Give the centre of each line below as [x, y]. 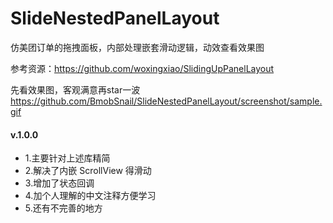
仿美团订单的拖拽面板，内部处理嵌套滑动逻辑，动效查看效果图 [137, 47]
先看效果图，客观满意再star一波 [75, 89]
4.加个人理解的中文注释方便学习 [90, 196]
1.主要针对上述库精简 [67, 158]
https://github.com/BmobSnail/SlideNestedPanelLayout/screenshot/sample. [166, 101]
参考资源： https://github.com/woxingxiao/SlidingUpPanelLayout [142, 68]
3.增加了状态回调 [59, 183]
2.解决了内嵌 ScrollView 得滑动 [88, 171]
